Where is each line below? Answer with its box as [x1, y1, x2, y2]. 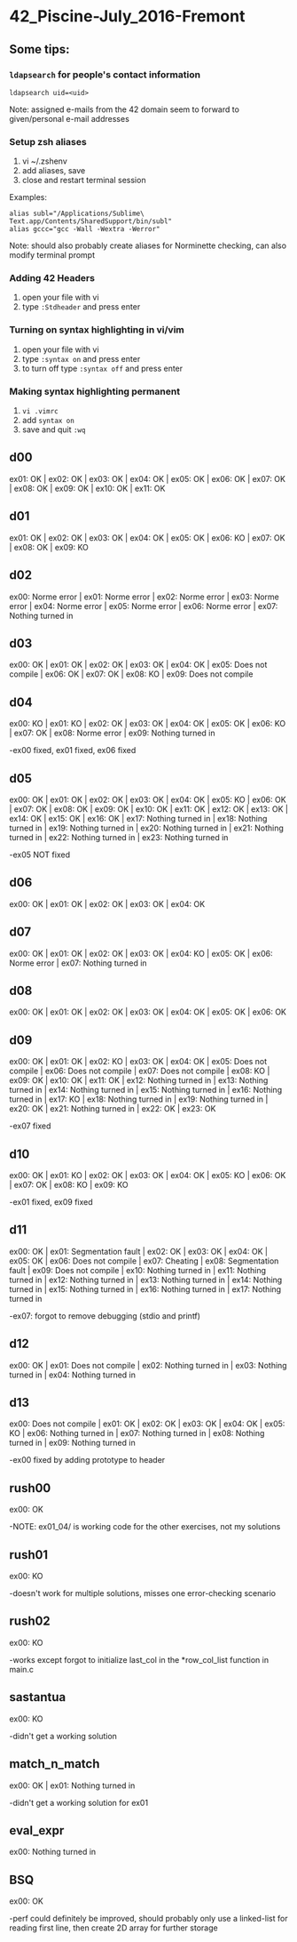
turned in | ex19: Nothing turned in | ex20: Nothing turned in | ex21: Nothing [9, 823, 284, 833]
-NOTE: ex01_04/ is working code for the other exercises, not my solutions [9, 1521, 281, 1532]
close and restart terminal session [21, 175, 146, 186]
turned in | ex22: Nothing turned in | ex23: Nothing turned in [9, 831, 229, 842]
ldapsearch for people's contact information [9, 68, 201, 81]
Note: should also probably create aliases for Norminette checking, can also [9, 240, 286, 251]
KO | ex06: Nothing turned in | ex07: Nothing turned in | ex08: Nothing [9, 1428, 265, 1439]
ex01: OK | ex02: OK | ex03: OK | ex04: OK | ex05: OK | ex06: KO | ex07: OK [9, 532, 285, 543]
